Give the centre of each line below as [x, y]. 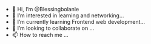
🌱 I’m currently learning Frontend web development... [79, 22]
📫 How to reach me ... [40, 35]
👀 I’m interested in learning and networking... [68, 15]
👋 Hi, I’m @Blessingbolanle [45, 9]
